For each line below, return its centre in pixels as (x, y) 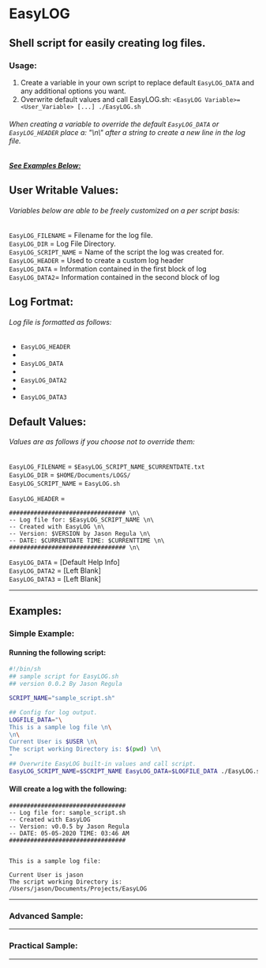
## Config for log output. (53, 712)
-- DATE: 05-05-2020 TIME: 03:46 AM (69, 833)
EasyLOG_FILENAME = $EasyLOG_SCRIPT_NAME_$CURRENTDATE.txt (107, 466)
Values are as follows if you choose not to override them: (102, 442)
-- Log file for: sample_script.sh (67, 812)
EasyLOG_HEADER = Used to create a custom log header (96, 260)
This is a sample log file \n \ (60, 727)
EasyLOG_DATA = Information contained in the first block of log (108, 269)
